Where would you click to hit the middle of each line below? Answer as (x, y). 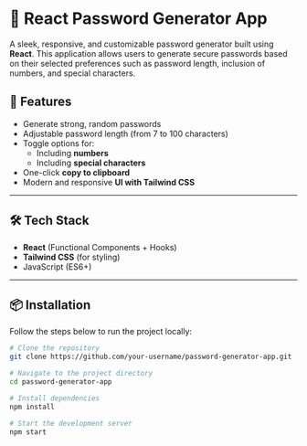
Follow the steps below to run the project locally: (101, 332)
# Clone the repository (55, 348)
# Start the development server (71, 423)
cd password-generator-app (61, 382)
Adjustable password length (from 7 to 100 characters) (125, 133)
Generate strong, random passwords (92, 123)
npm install (32, 407)
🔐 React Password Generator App (138, 19)
